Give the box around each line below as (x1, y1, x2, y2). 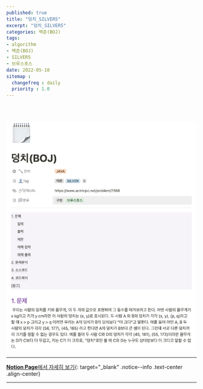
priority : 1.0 (11, 86, 50, 92)
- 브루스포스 (6, 60, 33, 66)
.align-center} (6, 370, 41, 378)
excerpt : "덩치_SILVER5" (6, 22, 66, 28)
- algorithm (6, 42, 36, 48)
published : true (6, 10, 47, 16)
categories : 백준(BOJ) (6, 29, 61, 35)
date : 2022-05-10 (6, 67, 50, 73)
